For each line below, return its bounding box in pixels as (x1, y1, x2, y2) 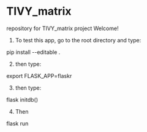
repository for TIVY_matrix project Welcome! (6, 25, 119, 32)
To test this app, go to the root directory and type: (15, 36, 141, 44)
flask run (6, 120, 29, 127)
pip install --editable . (6, 48, 61, 56)
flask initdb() (6, 96, 39, 103)
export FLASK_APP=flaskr (6, 72, 72, 79)
